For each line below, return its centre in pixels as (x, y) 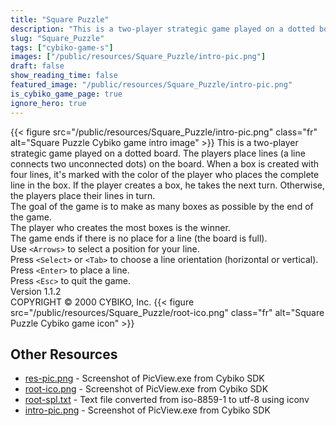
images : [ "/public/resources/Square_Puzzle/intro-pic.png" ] (138, 57)
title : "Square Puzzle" (60, 19)
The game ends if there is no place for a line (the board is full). (139, 238)
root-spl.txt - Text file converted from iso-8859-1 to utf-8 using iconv (167, 400)
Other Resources (64, 354)
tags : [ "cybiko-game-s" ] (62, 47)
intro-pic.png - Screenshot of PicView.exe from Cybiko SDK (147, 410)
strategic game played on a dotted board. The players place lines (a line (158, 153)
